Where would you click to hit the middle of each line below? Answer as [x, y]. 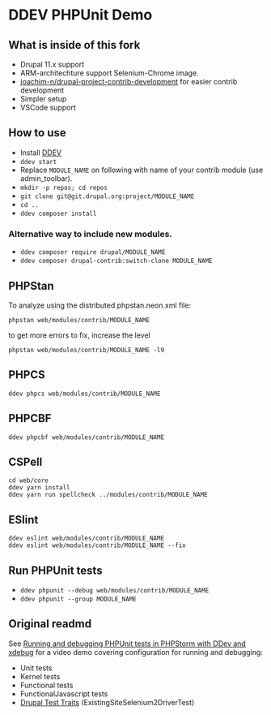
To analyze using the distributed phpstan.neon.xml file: [100, 305]
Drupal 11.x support [52, 64]
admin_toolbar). [46, 178]
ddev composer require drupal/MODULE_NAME [93, 252]
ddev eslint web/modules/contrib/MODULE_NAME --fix [97, 545]
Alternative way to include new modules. [90, 234]
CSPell [25, 461]
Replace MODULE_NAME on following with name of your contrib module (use [142, 170]
